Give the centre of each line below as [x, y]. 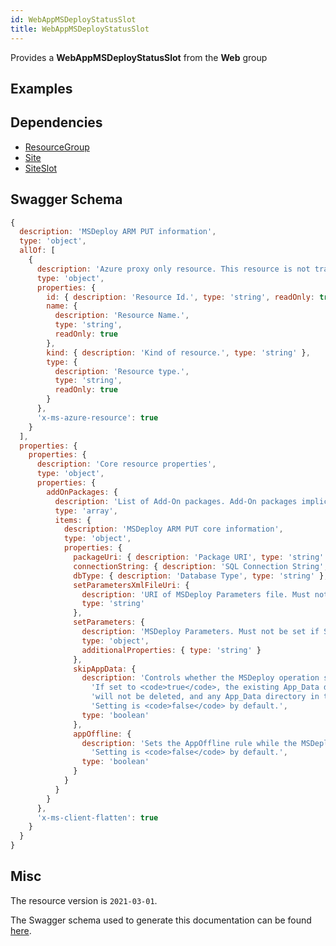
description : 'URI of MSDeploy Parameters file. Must [196, 594]
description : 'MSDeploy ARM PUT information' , [118, 232]
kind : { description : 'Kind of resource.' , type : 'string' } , [178, 352]
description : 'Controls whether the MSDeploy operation [200, 678]
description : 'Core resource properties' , [126, 464]
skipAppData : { [105, 669]
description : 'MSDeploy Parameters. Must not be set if [200, 632]
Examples [41, 88]
